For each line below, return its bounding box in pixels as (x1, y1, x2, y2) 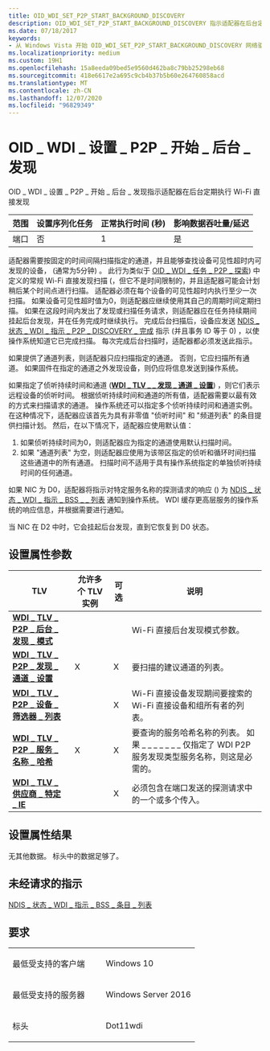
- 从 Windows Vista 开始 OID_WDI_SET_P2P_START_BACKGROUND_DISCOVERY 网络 (8, 42, 259, 50)
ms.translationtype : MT (8, 79, 88, 87)
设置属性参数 (8, 548, 72, 561)
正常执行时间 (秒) (100, 218, 166, 229)
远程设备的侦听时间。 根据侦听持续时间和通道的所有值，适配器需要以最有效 (8, 391, 257, 400)
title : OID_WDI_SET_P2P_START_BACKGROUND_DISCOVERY (8, 11, 185, 20)
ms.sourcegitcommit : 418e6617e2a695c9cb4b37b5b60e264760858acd (8, 72, 225, 80)
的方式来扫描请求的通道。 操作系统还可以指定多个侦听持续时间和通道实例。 (8, 400, 257, 410)
